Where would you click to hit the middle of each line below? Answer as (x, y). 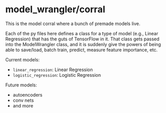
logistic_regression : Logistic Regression (57, 75)
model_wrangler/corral (55, 9)
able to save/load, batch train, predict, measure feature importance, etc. (81, 50)
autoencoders (27, 95)
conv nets (23, 100)
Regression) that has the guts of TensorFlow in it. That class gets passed (82, 39)
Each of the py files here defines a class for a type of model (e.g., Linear (82, 33)
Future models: (21, 85)
